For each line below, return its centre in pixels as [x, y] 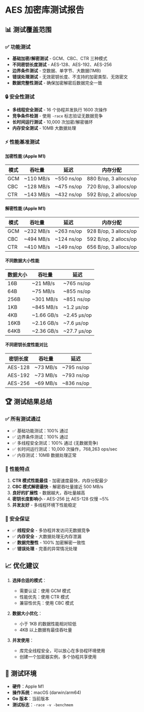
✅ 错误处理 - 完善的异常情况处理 [44, 549]
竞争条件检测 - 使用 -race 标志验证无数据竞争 [57, 116]
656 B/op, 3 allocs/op [112, 247]
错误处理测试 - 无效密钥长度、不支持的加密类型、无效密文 [70, 77]
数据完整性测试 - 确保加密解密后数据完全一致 [57, 83]
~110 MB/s [37, 179]
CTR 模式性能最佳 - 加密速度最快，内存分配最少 [60, 480]
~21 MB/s [43, 283]
